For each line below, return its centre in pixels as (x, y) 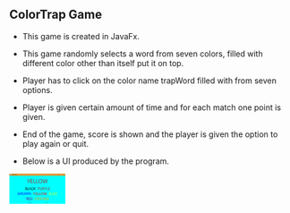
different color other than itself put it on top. (103, 63)
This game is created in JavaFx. (81, 36)
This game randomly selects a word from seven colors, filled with (142, 54)
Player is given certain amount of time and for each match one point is (152, 107)
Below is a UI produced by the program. (96, 161)
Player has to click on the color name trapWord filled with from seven (149, 81)
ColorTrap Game (56, 15)
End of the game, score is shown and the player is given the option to (150, 134)
